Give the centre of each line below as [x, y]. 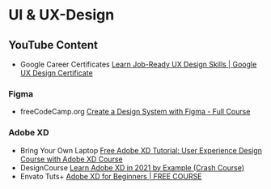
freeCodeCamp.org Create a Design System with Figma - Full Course [135, 112]
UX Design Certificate [56, 73]
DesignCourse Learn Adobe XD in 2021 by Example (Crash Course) [132, 167]
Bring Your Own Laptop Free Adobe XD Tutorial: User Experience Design [141, 150]
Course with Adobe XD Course [71, 159]
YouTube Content [53, 45]
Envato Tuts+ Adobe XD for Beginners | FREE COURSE [111, 176]
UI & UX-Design [61, 15]
